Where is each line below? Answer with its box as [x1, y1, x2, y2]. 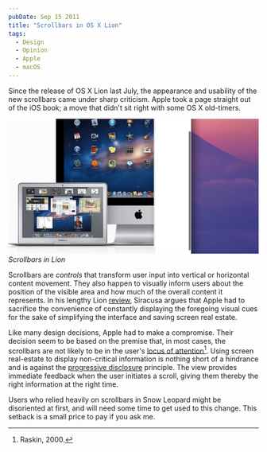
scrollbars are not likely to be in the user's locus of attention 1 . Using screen [8, 345, 254, 356]
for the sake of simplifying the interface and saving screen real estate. [8, 312, 238, 321]
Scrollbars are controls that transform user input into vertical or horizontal [8, 270, 250, 279]
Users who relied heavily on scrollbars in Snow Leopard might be [8, 395, 222, 405]
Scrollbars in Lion [8, 255, 66, 264]
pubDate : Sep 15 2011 [8, 13, 80, 21]
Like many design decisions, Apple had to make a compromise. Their [8, 327, 234, 337]
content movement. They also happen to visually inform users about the [8, 279, 244, 288]
